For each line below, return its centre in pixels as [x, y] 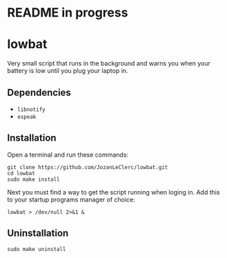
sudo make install [33, 179]
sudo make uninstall [37, 249]
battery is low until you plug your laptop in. [68, 71]
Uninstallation [38, 234]
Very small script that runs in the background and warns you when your [109, 63]
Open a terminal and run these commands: [68, 155]
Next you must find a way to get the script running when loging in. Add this [113, 192]
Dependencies [39, 92]
